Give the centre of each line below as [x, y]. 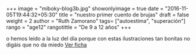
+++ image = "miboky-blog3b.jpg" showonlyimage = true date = [85, 9]
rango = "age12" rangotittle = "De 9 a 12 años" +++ [69, 27]
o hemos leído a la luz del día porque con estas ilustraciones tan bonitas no [98, 38]
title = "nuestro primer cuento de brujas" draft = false [124, 15]
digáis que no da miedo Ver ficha [47, 45]
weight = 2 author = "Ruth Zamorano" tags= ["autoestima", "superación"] [96, 21]
